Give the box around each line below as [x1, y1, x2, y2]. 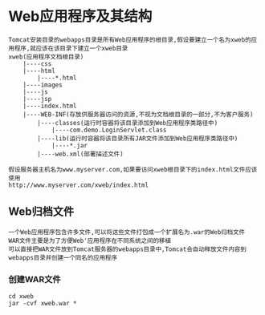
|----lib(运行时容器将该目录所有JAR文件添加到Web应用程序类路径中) [37, 134, 238, 143]
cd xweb [8, 293, 35, 301]
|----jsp [22, 95, 52, 103]
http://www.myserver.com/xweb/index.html [8, 181, 149, 189]
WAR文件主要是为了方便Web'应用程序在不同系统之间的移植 [8, 236, 171, 244]
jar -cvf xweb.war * [8, 300, 78, 308]
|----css [22, 59, 52, 68]
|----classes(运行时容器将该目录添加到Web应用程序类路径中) [37, 119, 218, 127]
